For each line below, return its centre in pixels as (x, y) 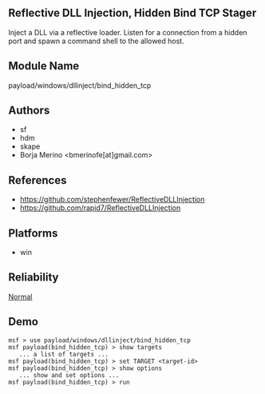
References (38, 180)
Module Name (44, 66)
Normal (20, 296)
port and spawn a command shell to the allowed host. (97, 41)
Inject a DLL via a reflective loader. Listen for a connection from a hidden (128, 32)
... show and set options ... (69, 375)
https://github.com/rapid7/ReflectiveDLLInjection (100, 208)
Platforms (33, 233)
